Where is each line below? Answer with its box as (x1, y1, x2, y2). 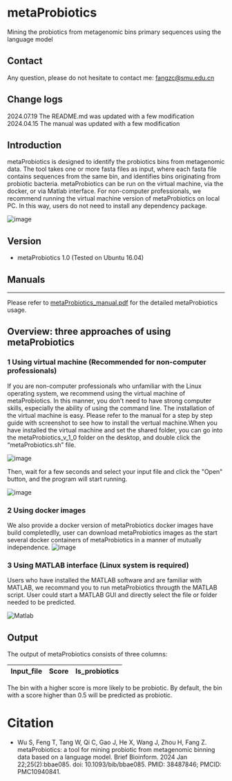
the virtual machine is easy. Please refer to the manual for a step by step (7, 411, 213, 419)
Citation (7, 715, 54, 731)
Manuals (7, 273, 46, 285)
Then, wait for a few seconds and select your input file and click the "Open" (7, 467, 223, 475)
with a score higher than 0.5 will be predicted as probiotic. (7, 691, 173, 699)
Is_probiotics (75, 666, 119, 676)
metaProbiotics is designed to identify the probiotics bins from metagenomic (7, 158, 225, 166)
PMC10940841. (17, 768, 61, 776)
